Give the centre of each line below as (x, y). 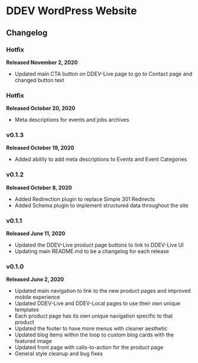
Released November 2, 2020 (42, 62)
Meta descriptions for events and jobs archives (72, 120)
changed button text (39, 80)
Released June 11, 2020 (36, 234)
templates (27, 310)
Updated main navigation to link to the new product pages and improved (103, 291)
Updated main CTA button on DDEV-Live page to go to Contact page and (103, 74)
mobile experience (37, 297)
